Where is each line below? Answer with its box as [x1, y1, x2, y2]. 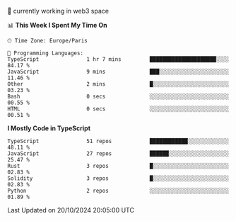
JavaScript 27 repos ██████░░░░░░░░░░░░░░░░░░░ [7, 150, 230, 157]
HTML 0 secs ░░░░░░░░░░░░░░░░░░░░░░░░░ [7, 106, 230, 113]
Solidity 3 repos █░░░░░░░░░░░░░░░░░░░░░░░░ [7, 175, 230, 182]
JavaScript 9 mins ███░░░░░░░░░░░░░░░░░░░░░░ [7, 68, 230, 75]
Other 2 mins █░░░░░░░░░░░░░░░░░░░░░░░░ [7, 81, 230, 88]
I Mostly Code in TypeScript [7, 124, 90, 132]
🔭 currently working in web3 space [7, 7, 110, 15]
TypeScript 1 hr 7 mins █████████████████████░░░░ [7, 56, 230, 63]
